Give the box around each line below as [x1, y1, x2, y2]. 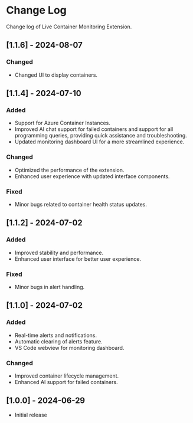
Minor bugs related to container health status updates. [14, 201, 148, 208]
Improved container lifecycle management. [14, 372, 119, 379]
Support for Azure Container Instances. [14, 119, 111, 127]
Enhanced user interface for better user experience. [14, 255, 142, 263]
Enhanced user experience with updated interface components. [14, 172, 170, 180]
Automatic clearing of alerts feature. [14, 337, 103, 345]
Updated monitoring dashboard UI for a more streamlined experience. [14, 138, 185, 145]
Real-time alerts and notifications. [14, 332, 97, 339]
